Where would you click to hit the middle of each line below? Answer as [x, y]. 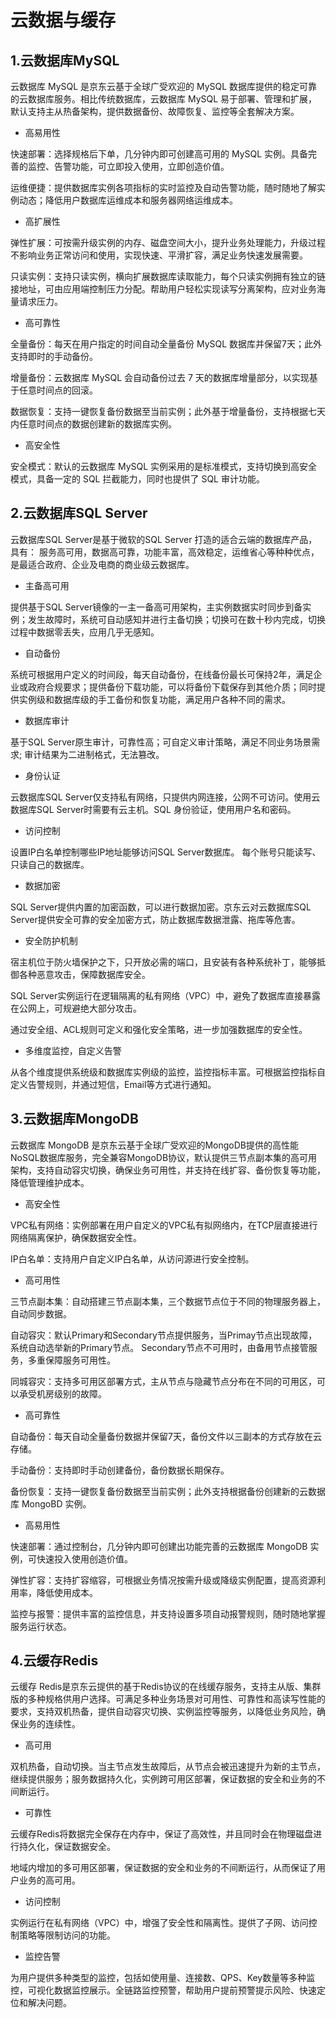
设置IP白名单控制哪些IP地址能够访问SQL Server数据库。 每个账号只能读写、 [166, 852]
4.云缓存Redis [54, 1661]
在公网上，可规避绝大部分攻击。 [76, 1008]
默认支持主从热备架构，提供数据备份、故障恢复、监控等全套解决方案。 [155, 111]
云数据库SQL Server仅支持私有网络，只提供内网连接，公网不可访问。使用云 [165, 797]
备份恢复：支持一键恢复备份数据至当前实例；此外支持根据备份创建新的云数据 [168, 1491]
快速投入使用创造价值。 [84, 1558]
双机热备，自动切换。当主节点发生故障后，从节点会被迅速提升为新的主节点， [168, 1767]
